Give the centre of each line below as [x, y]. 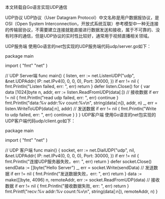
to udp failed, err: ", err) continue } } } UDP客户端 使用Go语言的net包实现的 [81, 115]
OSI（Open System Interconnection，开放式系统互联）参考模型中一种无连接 [82, 24]
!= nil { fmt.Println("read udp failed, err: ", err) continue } [62, 98]
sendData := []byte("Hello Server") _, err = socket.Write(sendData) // [74, 167]
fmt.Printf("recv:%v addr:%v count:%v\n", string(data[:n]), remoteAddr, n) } [82, 191]
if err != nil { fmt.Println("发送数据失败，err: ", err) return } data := [76, 174]
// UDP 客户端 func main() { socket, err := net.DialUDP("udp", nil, [70, 150]
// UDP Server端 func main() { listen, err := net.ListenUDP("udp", [70, 76]
